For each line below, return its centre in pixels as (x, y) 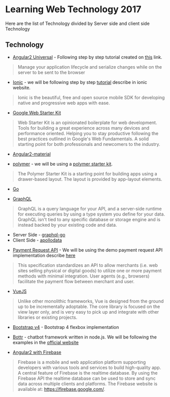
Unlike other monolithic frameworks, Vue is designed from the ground (91, 301)
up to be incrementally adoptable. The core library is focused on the (89, 307)
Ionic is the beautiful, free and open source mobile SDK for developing (91, 97)
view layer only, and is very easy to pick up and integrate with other (88, 312)
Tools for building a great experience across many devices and (83, 128)
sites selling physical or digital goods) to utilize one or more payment (90, 270)
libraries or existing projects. (47, 317)
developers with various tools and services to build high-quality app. (89, 368)
